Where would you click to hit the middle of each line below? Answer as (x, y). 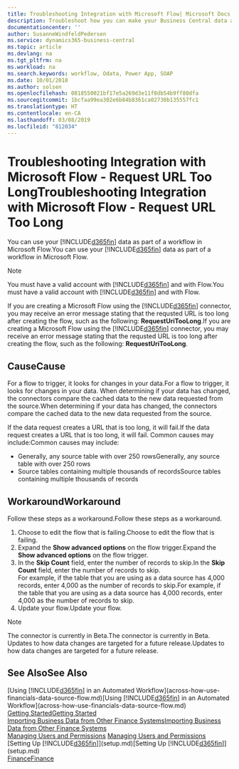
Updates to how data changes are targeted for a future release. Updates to (116, 643)
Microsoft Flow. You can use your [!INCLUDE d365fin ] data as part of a (109, 249)
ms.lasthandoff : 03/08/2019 (49, 120)
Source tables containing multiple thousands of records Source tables (119, 471)
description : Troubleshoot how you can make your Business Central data (117, 21)
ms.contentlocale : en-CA (44, 113)
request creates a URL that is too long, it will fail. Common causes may (111, 435)
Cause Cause (37, 366)
